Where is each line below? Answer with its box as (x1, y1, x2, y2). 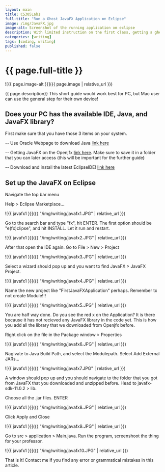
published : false (5, 44, 41, 49)
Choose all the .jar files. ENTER (5, 395, 68, 401)
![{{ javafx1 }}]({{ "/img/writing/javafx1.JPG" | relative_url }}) (5, 210, 126, 216)
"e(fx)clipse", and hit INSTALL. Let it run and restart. (5, 225, 110, 231)
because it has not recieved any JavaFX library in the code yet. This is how (5, 317, 157, 323)
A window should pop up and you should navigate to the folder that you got (5, 375, 158, 381)
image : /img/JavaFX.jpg (5, 21, 54, 26)
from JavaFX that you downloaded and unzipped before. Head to (5, 380, 137, 386)
